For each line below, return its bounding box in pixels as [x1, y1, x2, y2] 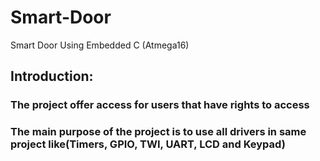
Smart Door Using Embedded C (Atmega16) [10, 39, 190, 51]
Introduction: [10, 68, 94, 85]
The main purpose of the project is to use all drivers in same [10, 125, 307, 139]
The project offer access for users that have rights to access [10, 98, 310, 112]
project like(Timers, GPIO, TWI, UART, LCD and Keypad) [10, 137, 286, 151]
